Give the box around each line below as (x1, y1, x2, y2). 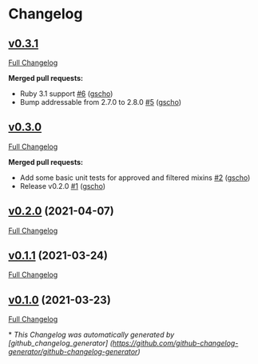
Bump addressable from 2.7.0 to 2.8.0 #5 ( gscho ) (19, 98, 182, 106)
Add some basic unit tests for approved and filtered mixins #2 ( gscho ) (19, 173, 251, 182)
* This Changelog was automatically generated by (8, 330, 175, 340)
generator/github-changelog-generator (8, 347, 138, 357)
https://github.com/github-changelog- (112, 338, 239, 348)
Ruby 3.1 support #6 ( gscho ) (19, 89, 113, 98)
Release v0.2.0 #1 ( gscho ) (19, 181, 106, 190)
